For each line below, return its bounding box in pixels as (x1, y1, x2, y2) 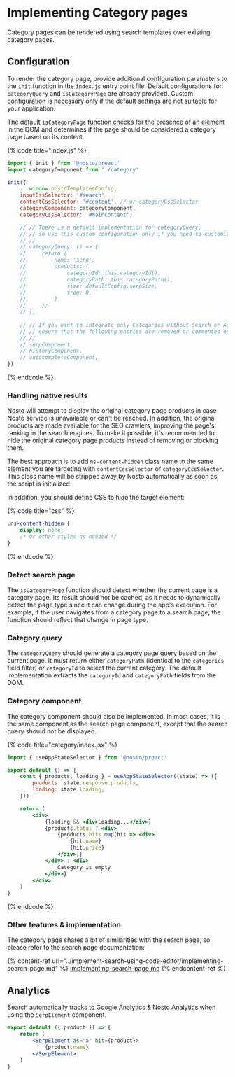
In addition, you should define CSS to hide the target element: (7, 493, 185, 502)
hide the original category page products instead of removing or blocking (7, 436, 218, 445)
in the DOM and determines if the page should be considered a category (7, 125, 217, 134)
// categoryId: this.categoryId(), (20, 269, 161, 276)
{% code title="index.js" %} (7, 146, 87, 155)
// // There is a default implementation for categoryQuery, (20, 224, 201, 231)
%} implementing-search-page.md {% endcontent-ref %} (59, 964, 226, 973)
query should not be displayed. (7, 726, 97, 735)
